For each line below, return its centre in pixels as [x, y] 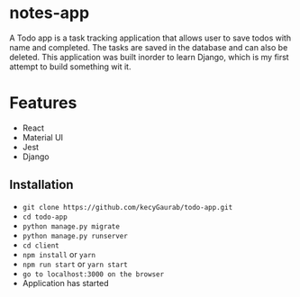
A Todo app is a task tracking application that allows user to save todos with [150, 38]
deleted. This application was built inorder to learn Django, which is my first [150, 57]
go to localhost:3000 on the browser [93, 274]
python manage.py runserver [75, 236]
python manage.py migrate [71, 226]
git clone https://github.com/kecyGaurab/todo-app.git [127, 207]
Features [43, 103]
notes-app [50, 13]
